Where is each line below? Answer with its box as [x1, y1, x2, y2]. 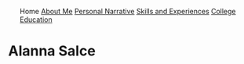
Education [19, 15, 53, 24]
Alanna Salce [8, 42, 96, 60]
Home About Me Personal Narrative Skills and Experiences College [19, 7, 237, 16]
